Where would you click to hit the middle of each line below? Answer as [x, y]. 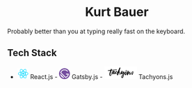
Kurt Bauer [117, 12]
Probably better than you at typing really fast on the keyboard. [96, 31]
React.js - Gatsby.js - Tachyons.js [102, 76]
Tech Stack [32, 53]
